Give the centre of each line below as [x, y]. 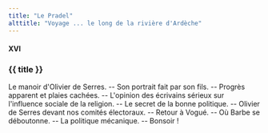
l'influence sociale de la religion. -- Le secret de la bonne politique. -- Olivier [134, 104]
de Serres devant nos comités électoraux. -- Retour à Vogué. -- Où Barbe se [134, 112]
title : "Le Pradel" [41, 16]
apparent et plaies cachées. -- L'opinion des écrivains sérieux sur [116, 95]
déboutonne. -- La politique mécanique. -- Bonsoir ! [94, 121]
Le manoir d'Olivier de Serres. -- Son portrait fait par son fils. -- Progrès [127, 87]
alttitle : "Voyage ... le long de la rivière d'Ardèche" [105, 23]
